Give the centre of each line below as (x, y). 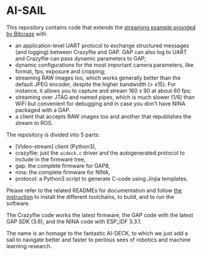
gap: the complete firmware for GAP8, (62, 166)
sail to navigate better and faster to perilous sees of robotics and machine (99, 240)
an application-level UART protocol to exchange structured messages (102, 45)
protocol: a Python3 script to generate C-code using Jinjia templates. (101, 178)
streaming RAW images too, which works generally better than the (98, 78)
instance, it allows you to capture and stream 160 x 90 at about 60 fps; (103, 90)
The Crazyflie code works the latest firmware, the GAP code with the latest (100, 215)
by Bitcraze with (26, 33)
